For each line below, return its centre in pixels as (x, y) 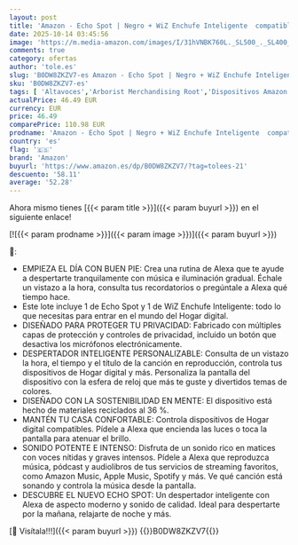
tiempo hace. (46, 297)
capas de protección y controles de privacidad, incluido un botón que (149, 335)
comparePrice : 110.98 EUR (57, 125)
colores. (37, 391)
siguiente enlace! (40, 217)
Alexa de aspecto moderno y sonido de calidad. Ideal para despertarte (151, 505)
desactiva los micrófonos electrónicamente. (102, 344)
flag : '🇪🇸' (31, 149)
